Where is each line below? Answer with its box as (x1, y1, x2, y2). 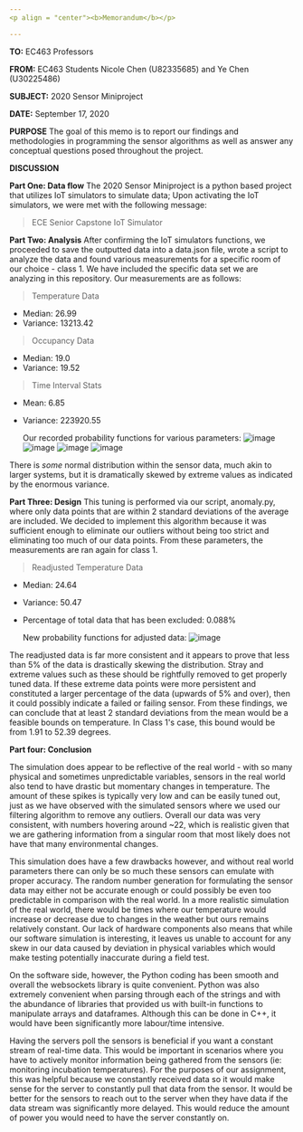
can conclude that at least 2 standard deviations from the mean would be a (9, 707, 289, 718)
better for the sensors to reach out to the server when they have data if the (9, 1092, 289, 1104)
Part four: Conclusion (9, 744, 92, 755)
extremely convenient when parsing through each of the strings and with (9, 988, 281, 1000)
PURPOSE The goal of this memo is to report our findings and (9, 126, 240, 137)
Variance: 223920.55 (22, 414, 101, 425)
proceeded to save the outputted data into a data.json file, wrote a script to (9, 243, 289, 254)
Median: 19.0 (22, 352, 71, 363)
